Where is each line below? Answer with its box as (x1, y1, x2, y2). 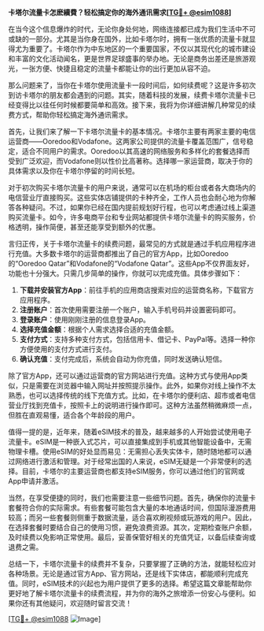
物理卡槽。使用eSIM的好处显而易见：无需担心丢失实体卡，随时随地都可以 (8, 447, 245, 456)
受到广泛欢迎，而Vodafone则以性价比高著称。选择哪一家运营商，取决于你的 (8, 157, 253, 165)
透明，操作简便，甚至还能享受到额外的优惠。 (14, 222, 159, 232)
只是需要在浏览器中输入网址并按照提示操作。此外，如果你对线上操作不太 (21, 381, 256, 390)
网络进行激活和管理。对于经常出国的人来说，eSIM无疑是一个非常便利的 (14, 457, 245, 466)
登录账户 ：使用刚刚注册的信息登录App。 (19, 315, 151, 324)
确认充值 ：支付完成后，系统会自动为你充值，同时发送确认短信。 (19, 354, 226, 363)
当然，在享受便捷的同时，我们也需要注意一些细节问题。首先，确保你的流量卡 (8, 493, 256, 503)
